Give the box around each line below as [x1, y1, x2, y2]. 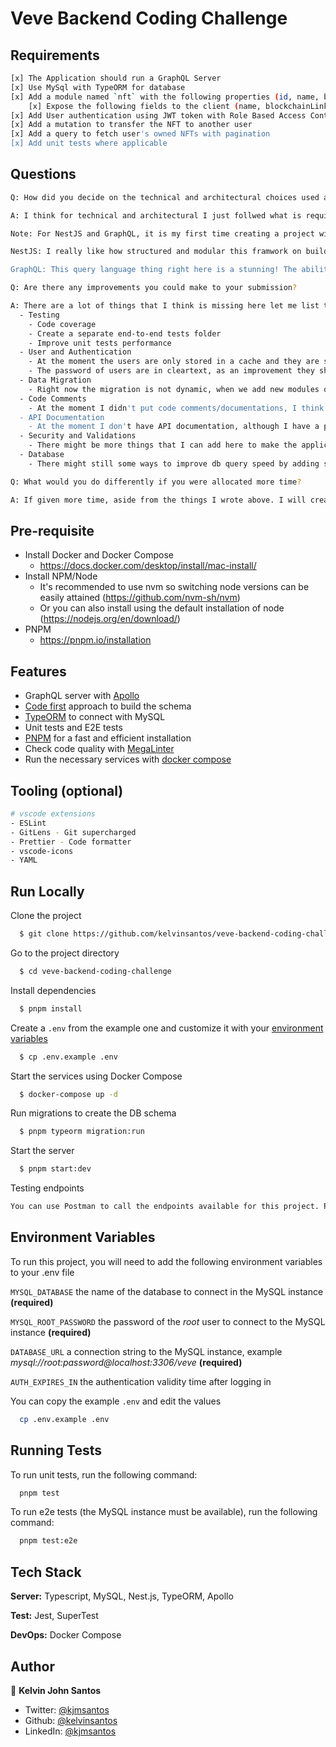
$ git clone [19, 929, 70, 939]
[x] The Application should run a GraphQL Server [10, 73, 222, 83]
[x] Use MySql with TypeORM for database [10, 82, 186, 92]
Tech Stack [10, 1563, 82, 1581]
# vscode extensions [10, 809, 97, 819]
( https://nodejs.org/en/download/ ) [39, 613, 181, 625]
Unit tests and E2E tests [24, 722, 123, 734]
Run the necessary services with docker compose [24, 753, 232, 766]
